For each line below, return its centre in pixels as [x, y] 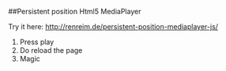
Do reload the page [51, 50]
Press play [37, 42]
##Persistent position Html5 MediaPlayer [75, 11]
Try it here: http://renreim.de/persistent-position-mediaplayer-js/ [113, 26]
